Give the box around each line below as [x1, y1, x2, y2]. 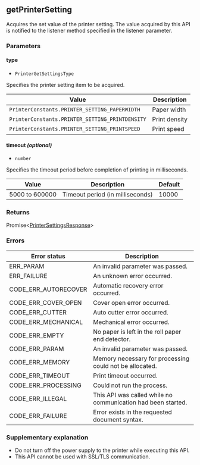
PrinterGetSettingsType [14, 71, 74, 77]
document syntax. [93, 415, 143, 423]
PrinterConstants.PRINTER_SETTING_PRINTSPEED [9, 125, 140, 132]
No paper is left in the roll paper [93, 327, 182, 336]
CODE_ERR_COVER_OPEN [9, 298, 82, 307]
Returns [6, 208, 30, 217]
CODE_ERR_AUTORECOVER [9, 285, 87, 294]
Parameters [6, 42, 40, 50]
